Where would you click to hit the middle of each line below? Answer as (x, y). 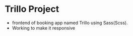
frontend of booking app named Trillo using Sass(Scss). (70, 23)
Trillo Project (32, 9)
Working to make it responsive (44, 28)
